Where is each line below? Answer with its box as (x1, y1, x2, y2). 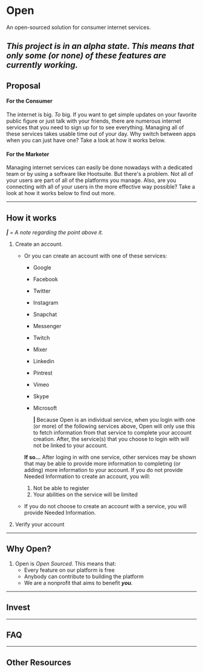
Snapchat (33, 311, 57, 318)
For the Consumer (6, 97, 53, 105)
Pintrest (33, 369, 53, 376)
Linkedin (33, 357, 54, 364)
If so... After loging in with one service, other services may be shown (24, 453, 196, 460)
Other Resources (6, 657, 71, 668)
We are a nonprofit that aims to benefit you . (24, 579, 133, 586)
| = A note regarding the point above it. (6, 228, 104, 236)
